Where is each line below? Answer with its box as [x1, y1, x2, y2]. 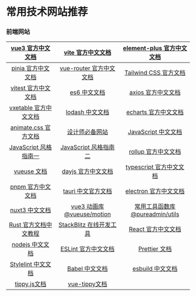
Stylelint [9, 260, 33, 269]
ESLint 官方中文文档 [60, 245, 115, 253]
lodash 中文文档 [65, 108, 110, 116]
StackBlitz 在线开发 [58, 221, 111, 229]
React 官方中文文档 [128, 225, 181, 233]
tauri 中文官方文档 [63, 187, 113, 195]
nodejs [11, 240, 30, 249]
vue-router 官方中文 [60, 64, 116, 73]
